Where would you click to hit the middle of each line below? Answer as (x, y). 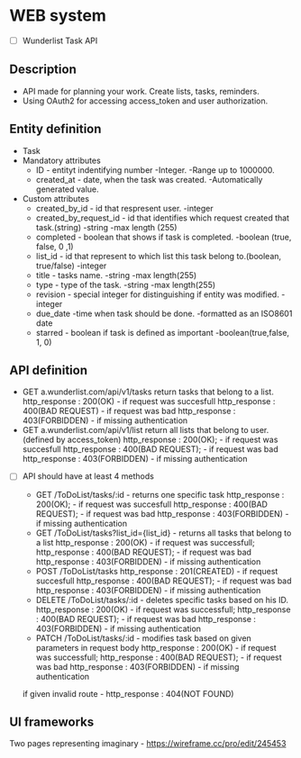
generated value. (67, 189)
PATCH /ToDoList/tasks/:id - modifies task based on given (144, 638)
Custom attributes (56, 198)
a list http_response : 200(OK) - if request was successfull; (145, 542)
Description (43, 70)
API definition (49, 370)
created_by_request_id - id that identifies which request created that (163, 218)
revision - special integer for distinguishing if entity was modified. (157, 294)
